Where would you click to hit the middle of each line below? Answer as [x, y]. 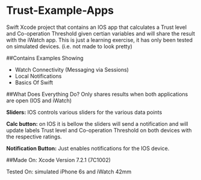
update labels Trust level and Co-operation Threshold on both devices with [99, 130]
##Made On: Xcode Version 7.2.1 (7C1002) [59, 160]
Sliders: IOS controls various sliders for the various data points [84, 112]
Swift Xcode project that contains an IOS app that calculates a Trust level [97, 27]
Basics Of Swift [34, 82]
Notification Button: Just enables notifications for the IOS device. [88, 148]
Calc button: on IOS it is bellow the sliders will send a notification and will [97, 123]
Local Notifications [38, 76]
